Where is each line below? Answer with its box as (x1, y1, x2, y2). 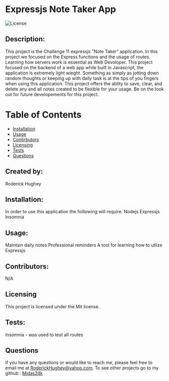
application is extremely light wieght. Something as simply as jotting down (5, 70, 159, 76)
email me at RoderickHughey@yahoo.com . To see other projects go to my (5, 365, 159, 371)
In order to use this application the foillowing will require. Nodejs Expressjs (5, 209, 160, 215)
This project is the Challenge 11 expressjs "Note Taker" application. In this (5, 48, 158, 54)
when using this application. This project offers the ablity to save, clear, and (5, 80, 162, 86)
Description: (5, 35, 45, 43)
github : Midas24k (5, 370, 43, 376)
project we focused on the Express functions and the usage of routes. (5, 54, 150, 60)
